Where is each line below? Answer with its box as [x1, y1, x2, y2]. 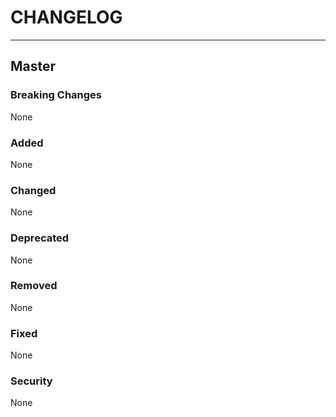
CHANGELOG [10, 6, 123, 29]
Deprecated [10, 231, 70, 245]
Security [10, 374, 53, 388]
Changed [10, 183, 57, 197]
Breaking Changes [10, 88, 103, 102]
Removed [10, 279, 58, 293]
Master [10, 58, 57, 75]
